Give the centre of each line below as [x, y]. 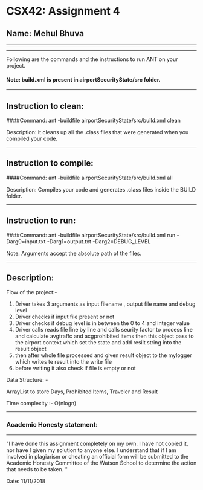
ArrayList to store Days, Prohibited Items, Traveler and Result [82, 392]
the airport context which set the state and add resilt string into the [98, 343]
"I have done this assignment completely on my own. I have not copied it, [97, 443]
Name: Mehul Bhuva [45, 34]
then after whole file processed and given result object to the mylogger [103, 355]
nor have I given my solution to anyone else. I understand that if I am [91, 450]
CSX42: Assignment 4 [63, 11]
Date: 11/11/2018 [26, 481]
